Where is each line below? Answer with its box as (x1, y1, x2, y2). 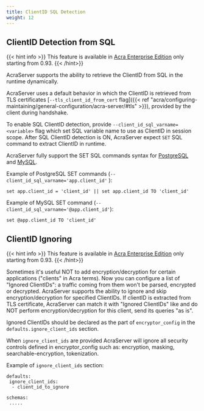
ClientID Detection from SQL (6, 37, 116, 47)
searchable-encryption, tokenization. (6, 350, 99, 357)
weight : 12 (6, 15, 34, 21)
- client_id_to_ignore (12, 384, 69, 390)
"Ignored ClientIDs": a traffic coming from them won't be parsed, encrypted (6, 281, 196, 289)
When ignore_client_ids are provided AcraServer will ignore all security (6, 337, 188, 344)
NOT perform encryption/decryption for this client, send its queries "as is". (6, 307, 194, 314)
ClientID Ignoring (6, 233, 72, 244)
